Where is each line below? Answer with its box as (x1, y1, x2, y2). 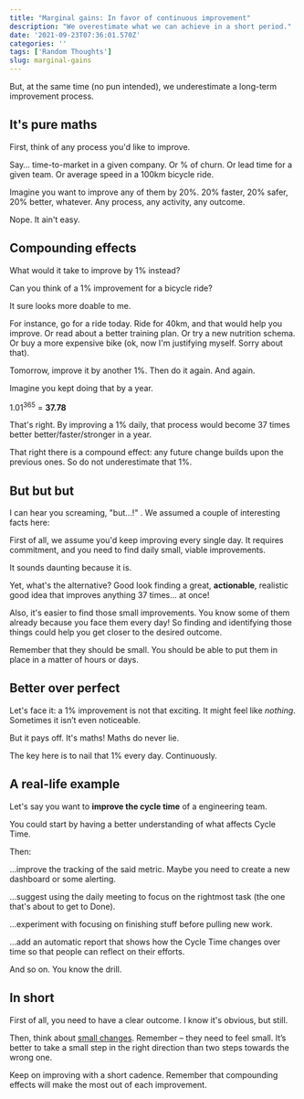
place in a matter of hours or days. (9, 655, 140, 666)
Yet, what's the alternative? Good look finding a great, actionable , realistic (9, 580, 289, 591)
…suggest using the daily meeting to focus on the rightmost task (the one (9, 891, 286, 902)
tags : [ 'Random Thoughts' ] (9, 48, 112, 57)
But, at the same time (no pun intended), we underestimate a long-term (9, 81, 278, 91)
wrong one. (9, 1051, 53, 1062)
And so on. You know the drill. (9, 964, 122, 975)
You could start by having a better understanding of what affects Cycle (9, 818, 277, 829)
